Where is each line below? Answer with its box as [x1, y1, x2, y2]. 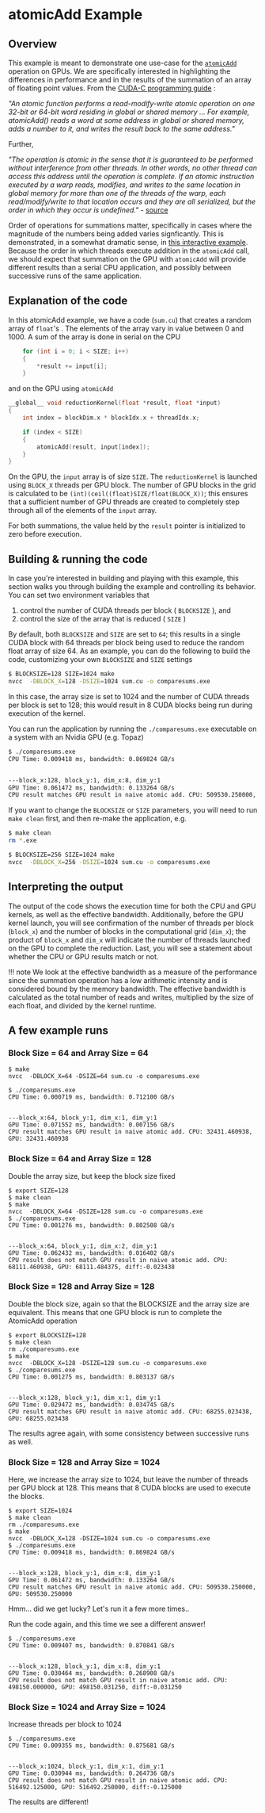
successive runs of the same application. [8, 271, 142, 281]
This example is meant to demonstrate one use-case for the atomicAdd [8, 58, 237, 67]
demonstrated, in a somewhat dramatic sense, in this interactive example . [8, 238, 248, 247]
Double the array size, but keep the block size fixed [8, 1171, 176, 1180]
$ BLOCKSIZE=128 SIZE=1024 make [8, 670, 115, 679]
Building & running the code [8, 553, 148, 566]
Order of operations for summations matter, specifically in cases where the [8, 220, 252, 230]
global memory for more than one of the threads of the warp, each [8, 189, 226, 197]
